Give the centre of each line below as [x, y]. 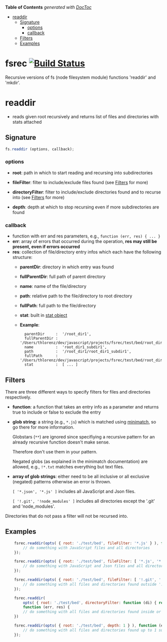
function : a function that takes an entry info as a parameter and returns [85, 407]
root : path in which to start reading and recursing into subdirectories [83, 173]
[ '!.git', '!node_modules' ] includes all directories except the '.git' [83, 501]
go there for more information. [43, 427]
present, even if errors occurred [46, 247]
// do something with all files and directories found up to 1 [90, 630]
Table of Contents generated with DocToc [48, 7]
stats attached [27, 122]
